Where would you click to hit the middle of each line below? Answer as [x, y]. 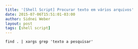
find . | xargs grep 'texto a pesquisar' [49, 42]
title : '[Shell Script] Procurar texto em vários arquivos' [70, 10]
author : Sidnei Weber [28, 19]
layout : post [19, 24]
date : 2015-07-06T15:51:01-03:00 [40, 14]
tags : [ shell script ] [28, 28]
